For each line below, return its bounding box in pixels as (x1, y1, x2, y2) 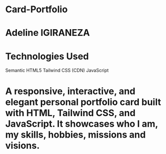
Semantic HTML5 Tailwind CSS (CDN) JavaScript (5, 68, 109, 74)
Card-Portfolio (5, 4, 68, 15)
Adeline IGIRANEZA (5, 27, 90, 39)
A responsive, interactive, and (5, 85, 135, 97)
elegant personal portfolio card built (5, 96, 161, 108)
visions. (5, 140, 40, 151)
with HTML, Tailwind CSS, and (5, 107, 136, 119)
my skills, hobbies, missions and (5, 129, 146, 140)
